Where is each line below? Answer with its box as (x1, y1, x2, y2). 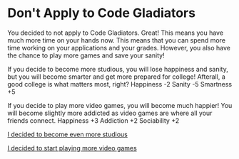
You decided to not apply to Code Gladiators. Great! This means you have (7, 28, 223, 37)
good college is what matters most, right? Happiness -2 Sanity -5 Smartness (7, 79, 233, 88)
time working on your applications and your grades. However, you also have (7, 43, 230, 52)
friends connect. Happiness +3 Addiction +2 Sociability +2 (7, 116, 180, 125)
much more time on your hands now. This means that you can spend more (7, 35, 226, 44)
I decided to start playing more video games (7, 143, 137, 152)
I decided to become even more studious (7, 130, 128, 138)
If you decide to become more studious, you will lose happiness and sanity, (7, 65, 228, 73)
